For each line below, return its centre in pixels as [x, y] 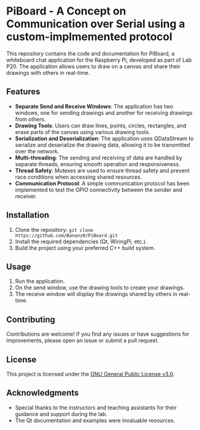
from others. [30, 119]
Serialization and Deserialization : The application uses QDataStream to [104, 138]
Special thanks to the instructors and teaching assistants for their [96, 407]
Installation [28, 215]
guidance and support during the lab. [61, 414]
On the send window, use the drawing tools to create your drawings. [100, 287]
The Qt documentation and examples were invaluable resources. [95, 420]
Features [23, 92]
